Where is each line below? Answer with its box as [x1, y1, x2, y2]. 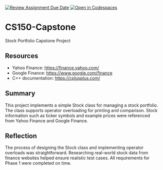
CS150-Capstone [5, 22, 76, 33]
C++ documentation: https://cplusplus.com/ [12, 75, 101, 81]
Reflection [5, 132, 37, 140]
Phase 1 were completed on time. [5, 160, 72, 166]
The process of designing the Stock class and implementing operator [5, 145, 144, 151]
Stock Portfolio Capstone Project [5, 38, 71, 43]
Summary [5, 89, 36, 97]
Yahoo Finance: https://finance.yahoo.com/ [12, 65, 99, 71]
